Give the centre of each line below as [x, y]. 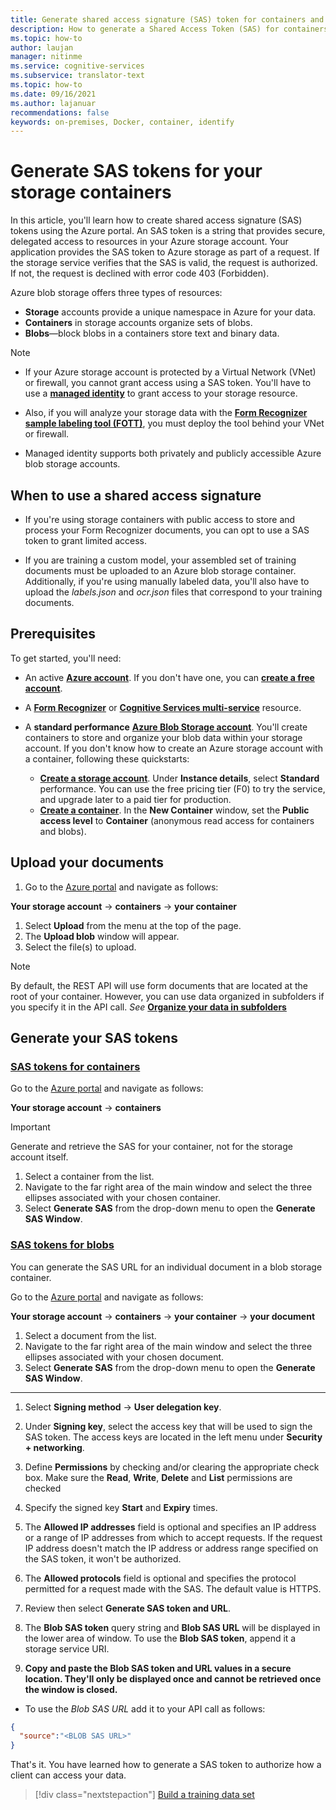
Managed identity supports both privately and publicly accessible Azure [173, 453]
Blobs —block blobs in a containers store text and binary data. [152, 333]
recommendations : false [60, 112]
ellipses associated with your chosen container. [122, 1198]
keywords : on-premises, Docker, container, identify [122, 122]
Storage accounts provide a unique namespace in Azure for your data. [170, 312]
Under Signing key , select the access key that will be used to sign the [168, 1426]
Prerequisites [53, 634]
